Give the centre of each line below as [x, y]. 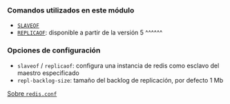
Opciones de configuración [54, 50]
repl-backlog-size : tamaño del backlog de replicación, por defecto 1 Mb [120, 80]
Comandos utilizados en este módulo [71, 10]
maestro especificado [48, 73]
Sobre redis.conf [32, 93]
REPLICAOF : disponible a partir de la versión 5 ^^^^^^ [90, 32]
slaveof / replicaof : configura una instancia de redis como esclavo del [118, 65]
